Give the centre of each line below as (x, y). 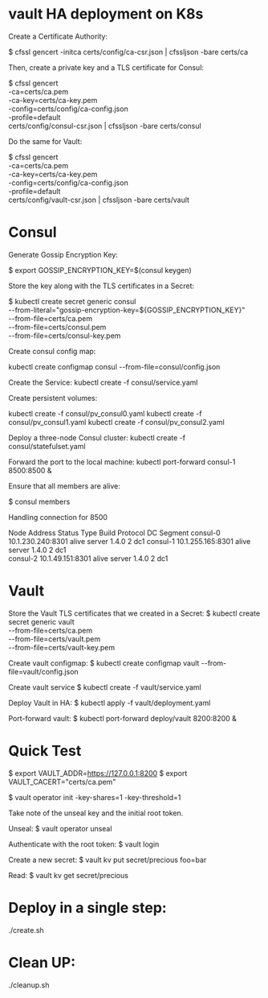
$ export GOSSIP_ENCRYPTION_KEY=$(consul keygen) (100, 270)
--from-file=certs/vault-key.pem (61, 647)
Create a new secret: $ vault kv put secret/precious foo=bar (108, 860)
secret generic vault (41, 621)
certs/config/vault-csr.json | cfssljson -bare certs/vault (99, 200)
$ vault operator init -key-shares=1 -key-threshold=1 (95, 797)
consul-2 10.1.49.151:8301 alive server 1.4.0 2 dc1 (88, 558)
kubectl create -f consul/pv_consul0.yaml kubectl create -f (105, 413)
